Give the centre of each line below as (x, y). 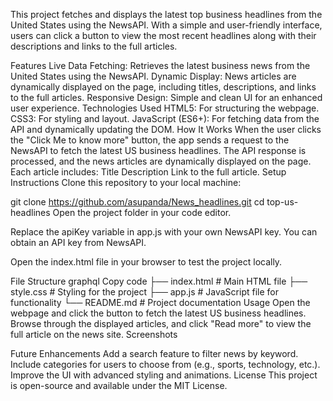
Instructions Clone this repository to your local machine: (126, 182)
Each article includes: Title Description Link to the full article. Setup (148, 172)
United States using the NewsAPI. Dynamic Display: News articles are (153, 76)
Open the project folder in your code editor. (142, 212)
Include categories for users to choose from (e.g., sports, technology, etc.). (165, 364)
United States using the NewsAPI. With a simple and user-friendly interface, (166, 25)
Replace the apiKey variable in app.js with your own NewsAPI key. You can (164, 232)
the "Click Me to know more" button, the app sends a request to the (150, 140)
